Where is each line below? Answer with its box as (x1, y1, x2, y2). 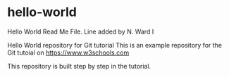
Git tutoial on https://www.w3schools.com (7, 48, 130, 57)
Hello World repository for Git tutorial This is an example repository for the (7, 41, 223, 49)
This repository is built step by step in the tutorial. (7, 62, 151, 70)
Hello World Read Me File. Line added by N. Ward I (7, 27, 154, 36)
